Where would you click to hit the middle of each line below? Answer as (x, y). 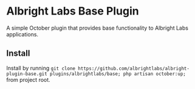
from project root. (28, 79)
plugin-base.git (27, 74)
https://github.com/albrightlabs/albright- (134, 68)
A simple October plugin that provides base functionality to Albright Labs (97, 28)
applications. (22, 34)
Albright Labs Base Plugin (73, 11)
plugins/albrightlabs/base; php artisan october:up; (118, 74)
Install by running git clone (41, 68)
